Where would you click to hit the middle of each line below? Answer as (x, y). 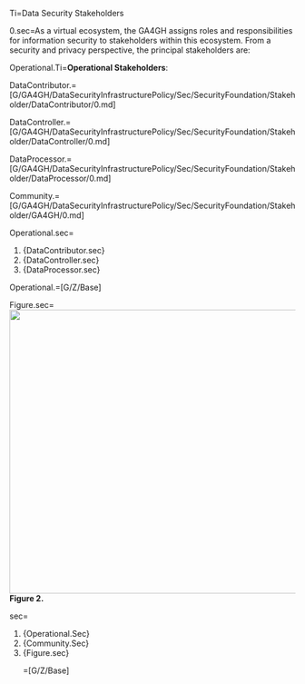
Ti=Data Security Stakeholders (67, 13)
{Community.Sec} (55, 643)
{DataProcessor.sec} (61, 270)
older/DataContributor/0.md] (63, 104)
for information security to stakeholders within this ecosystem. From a (140, 40)
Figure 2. (27, 598)
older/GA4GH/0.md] (47, 215)
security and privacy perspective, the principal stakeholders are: (130, 50)
